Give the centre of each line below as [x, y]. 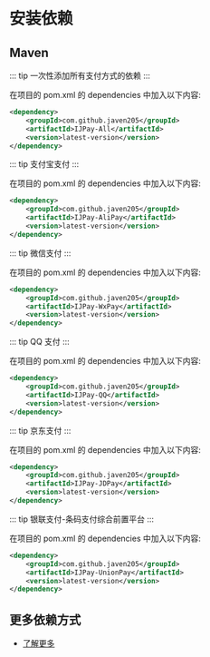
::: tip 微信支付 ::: [40, 253]
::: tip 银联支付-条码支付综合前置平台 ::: [81, 519]
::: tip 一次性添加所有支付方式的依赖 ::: [80, 75]
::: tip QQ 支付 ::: [39, 342]
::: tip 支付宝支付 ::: [44, 164]
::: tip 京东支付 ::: [40, 430]
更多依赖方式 [45, 619]
